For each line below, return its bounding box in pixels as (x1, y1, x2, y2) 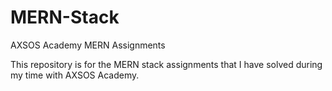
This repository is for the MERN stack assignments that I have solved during (10, 58, 323, 70)
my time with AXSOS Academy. (10, 69, 140, 81)
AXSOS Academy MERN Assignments (10, 39, 166, 51)
